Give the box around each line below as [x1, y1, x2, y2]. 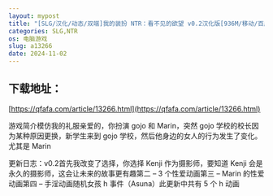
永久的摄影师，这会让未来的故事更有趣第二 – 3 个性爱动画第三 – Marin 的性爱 [8, 168, 265, 178]
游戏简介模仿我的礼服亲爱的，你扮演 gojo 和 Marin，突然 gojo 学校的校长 [8, 120, 252, 130]
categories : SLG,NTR [8, 27, 79, 35]
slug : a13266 [8, 42, 53, 50]
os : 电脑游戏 [8, 34, 48, 43]
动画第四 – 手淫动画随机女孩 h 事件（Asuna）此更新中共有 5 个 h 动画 [8, 178, 240, 188]
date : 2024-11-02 [8, 50, 67, 58]
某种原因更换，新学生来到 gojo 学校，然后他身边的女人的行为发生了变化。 [15, 131, 262, 141]
